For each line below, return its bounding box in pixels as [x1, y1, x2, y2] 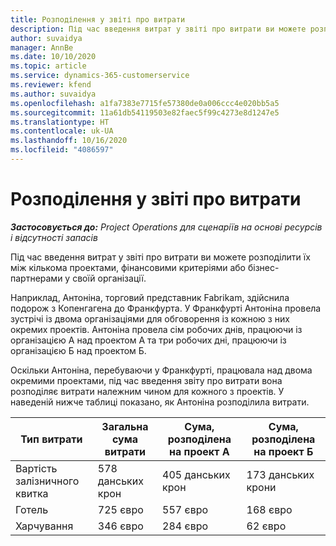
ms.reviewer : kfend [10, 80, 92, 90]
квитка [15, 486, 49, 500]
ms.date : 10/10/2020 [10, 52, 97, 62]
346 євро [97, 519, 144, 533]
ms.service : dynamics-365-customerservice [10, 71, 190, 81]
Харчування [15, 519, 74, 533]
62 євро [246, 519, 287, 533]
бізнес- [247, 261, 280, 273]
